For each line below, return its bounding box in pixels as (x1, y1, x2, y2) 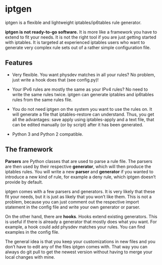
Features (5, 59, 33, 67)
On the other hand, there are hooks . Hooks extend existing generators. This (5, 213, 158, 219)
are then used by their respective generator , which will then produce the (5, 163, 151, 169)
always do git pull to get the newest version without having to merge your (5, 249, 153, 255)
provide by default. (5, 179, 43, 185)
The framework (5, 145, 53, 154)
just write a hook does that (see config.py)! (12, 77, 99, 82)
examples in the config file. (5, 229, 60, 235)
